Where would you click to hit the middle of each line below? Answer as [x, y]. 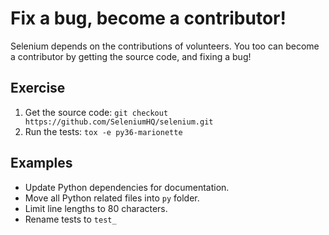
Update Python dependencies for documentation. [127, 187]
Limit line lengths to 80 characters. [96, 208]
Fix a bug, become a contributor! [148, 18]
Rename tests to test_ [70, 219]
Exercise [38, 88]
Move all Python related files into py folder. [112, 198]
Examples [41, 163]
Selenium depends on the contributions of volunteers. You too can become [165, 46]
